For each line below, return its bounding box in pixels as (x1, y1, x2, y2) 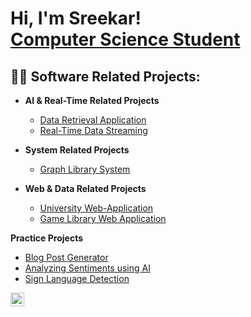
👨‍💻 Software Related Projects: (10, 68, 201, 85)
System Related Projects (24, 144, 130, 156)
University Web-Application (39, 202, 154, 214)
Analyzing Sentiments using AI (24, 262, 151, 274)
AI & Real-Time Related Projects (24, 95, 160, 106)
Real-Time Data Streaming (39, 125, 148, 136)
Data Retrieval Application (39, 114, 147, 126)
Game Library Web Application (39, 213, 167, 224)
